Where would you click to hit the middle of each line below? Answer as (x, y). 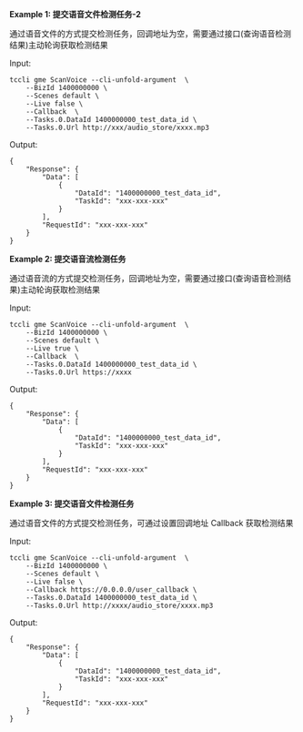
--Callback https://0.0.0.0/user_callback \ (111, 590)
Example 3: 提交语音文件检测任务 (72, 503)
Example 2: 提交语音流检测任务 (68, 259)
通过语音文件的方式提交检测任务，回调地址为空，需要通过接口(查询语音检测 (151, 34)
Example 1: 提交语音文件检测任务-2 (75, 14)
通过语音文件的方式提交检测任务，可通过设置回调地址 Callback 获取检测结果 (151, 523)
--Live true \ (52, 349)
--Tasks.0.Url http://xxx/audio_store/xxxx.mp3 (117, 127)
